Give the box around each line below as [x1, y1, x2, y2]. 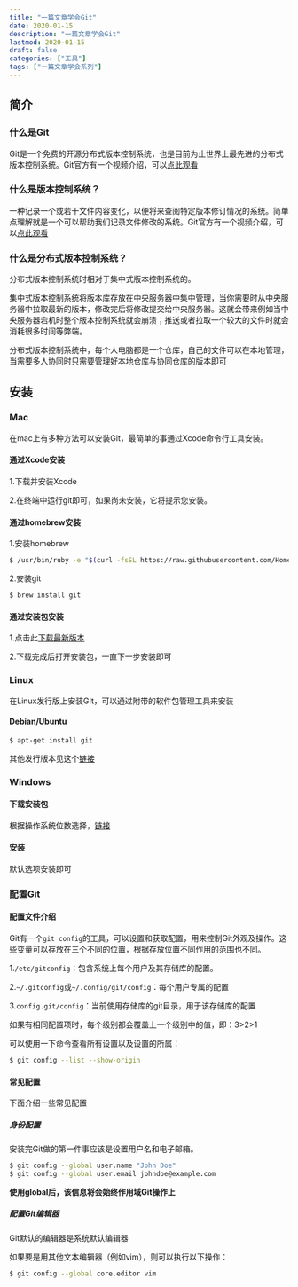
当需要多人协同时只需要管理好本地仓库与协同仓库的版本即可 [9, 356, 227, 366]
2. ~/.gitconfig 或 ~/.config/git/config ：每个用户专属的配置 [9, 982, 229, 993]
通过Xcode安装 [9, 454, 65, 466]
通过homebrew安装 [9, 516, 82, 528]
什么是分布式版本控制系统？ [9, 252, 128, 264]
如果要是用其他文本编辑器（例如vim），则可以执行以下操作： [9, 1252, 229, 1262]
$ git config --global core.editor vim [9, 1269, 157, 1278]
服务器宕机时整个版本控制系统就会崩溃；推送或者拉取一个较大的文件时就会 [16, 315, 289, 326]
